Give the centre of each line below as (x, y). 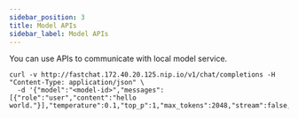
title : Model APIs (43, 26)
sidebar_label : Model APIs (59, 33)
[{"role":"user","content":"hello (73, 98)
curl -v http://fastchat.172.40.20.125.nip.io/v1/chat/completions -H (142, 75)
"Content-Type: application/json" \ (77, 83)
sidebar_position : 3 (47, 17)
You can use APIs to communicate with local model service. (118, 59)
